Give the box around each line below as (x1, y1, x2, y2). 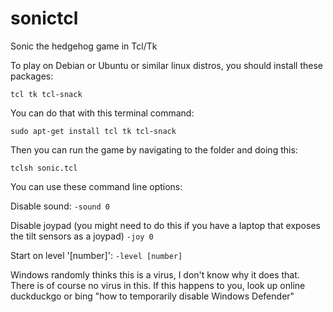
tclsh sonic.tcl (10, 163, 78, 173)
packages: (10, 70, 54, 82)
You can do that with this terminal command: (10, 107, 195, 119)
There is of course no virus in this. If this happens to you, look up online (10, 279, 306, 291)
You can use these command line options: (10, 180, 183, 192)
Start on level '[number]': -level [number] (10, 249, 183, 261)
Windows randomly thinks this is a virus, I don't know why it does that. (10, 268, 300, 281)
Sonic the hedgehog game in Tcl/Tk (10, 40, 158, 52)
